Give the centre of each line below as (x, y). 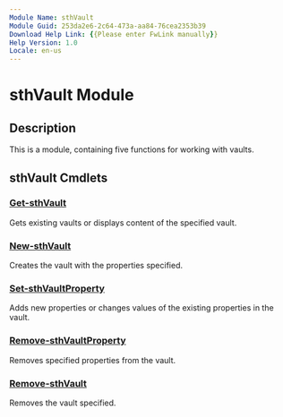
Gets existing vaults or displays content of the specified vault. (123, 222)
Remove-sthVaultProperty (68, 341)
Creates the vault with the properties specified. (96, 266)
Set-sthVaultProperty (57, 289)
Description (43, 128)
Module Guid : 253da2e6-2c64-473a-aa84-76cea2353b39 (107, 26)
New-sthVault (40, 245)
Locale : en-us (36, 51)
